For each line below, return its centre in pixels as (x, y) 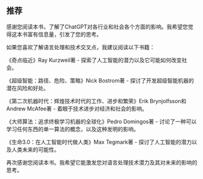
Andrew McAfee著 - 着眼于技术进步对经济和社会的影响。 (77, 109)
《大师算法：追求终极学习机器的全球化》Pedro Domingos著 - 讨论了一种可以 (101, 121)
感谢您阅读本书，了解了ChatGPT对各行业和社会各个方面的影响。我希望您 (97, 27)
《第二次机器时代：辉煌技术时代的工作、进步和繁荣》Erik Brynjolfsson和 (96, 101)
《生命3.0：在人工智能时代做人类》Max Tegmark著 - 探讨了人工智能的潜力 (99, 142)
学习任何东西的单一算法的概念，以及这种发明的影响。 (73, 129)
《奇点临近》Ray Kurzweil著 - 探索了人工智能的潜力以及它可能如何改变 (94, 60)
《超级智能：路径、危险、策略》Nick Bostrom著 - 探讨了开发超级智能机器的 (100, 80)
